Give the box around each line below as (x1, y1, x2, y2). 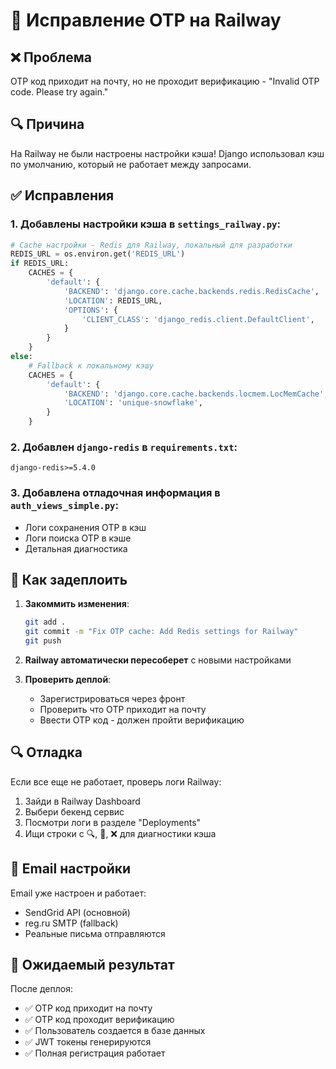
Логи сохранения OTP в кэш (24, 521, 147, 533)
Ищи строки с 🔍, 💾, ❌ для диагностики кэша (24, 827, 217, 839)
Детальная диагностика (24, 542, 128, 554)
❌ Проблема (10, 49, 92, 66)
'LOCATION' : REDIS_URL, (63, 295, 163, 306)
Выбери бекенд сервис (24, 805, 125, 818)
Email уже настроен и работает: (10, 887, 147, 899)
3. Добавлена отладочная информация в (10, 486, 221, 500)
